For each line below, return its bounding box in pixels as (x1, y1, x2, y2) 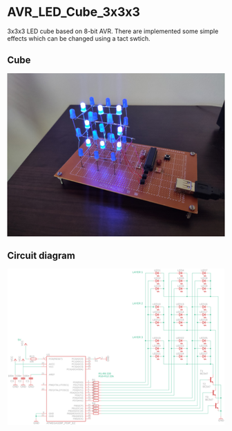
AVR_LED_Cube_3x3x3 (7, 4, 140, 20)
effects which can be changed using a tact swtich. (7, 34, 151, 42)
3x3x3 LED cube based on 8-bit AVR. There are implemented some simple (7, 27, 219, 35)
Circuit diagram (7, 250, 76, 262)
